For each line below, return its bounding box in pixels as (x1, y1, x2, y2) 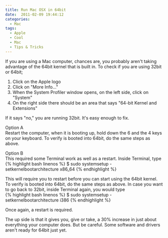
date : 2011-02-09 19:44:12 (5, 12, 64, 17)
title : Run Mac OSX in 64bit (5, 7, 66, 12)
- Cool (10, 35, 24, 40)
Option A (5, 124, 24, 130)
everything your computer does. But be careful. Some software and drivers (5, 221, 160, 227)
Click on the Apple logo (12, 78, 61, 84)
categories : (5, 16, 30, 21)
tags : (5, 26, 17, 31)
